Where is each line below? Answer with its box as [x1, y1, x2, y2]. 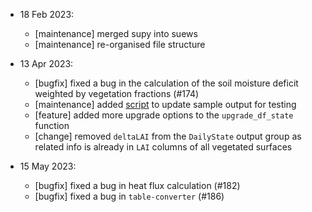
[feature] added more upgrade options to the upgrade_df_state [34, 109, 294, 121]
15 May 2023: [19, 160, 77, 172]
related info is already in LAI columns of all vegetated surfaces [34, 141, 293, 153]
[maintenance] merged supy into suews [34, 28, 198, 39]
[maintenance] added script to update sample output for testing [34, 99, 297, 110]
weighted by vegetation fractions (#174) [34, 88, 200, 99]
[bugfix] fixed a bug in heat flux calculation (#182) [34, 180, 241, 191]
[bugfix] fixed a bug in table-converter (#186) [34, 190, 225, 202]
